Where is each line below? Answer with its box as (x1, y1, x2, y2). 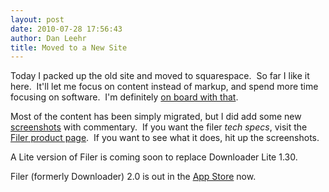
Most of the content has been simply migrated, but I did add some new (10, 111, 302, 123)
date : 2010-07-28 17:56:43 (10, 24, 123, 34)
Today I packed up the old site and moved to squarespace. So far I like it (10, 70, 310, 82)
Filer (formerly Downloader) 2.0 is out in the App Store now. (10, 171, 257, 183)
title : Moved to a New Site (10, 42, 128, 53)
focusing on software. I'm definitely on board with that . (10, 91, 239, 103)
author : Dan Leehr (10, 33, 87, 43)
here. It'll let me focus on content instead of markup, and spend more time (10, 81, 319, 93)
